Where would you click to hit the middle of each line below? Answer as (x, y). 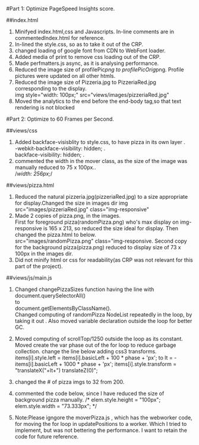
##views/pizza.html (30, 185)
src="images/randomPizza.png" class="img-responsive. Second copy (101, 241)
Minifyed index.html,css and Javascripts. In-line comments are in (94, 32)
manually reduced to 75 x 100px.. (55, 167)
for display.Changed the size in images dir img (71, 203)
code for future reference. (47, 436)
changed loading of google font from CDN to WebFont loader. (90, 51)
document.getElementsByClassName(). (63, 308)
